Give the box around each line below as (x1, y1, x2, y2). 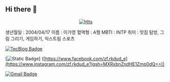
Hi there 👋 (5, 5, 37, 14)
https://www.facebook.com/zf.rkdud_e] (45, 56, 128, 62)
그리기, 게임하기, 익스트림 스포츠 (10, 35, 75, 41)
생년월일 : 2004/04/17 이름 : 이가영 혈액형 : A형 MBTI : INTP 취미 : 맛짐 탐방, (5, 29, 159, 35)
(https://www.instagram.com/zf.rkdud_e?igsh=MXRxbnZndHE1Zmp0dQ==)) (5, 61, 165, 67)
